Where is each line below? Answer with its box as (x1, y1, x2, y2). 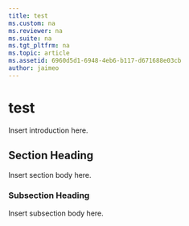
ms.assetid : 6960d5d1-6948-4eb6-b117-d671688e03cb (8, 57, 182, 65)
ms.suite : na (8, 34, 52, 43)
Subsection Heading (8, 190, 90, 201)
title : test (8, 11, 48, 20)
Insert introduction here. (8, 125, 88, 135)
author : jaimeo (8, 64, 60, 72)
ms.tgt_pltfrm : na (8, 42, 70, 50)
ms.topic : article (8, 49, 70, 57)
